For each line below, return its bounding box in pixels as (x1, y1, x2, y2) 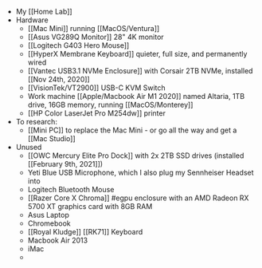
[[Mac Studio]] (27, 134, 76, 143)
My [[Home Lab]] (15, 7, 73, 16)
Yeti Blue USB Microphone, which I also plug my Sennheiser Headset (27, 167, 254, 177)
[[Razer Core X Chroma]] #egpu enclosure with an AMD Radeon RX (27, 193, 249, 203)
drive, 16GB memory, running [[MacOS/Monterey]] (27, 100, 194, 109)
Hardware (15, 15, 49, 25)
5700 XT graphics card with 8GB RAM (27, 202, 153, 211)
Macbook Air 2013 (27, 235, 88, 245)
